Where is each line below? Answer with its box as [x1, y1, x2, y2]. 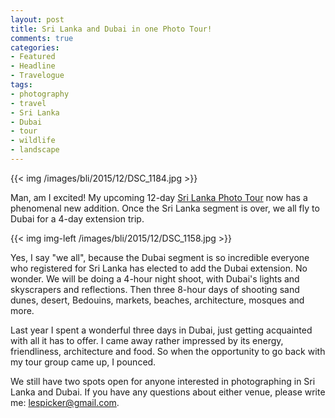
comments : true [10, 33, 74, 43]
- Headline [10, 61, 56, 71]
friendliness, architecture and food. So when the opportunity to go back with [10, 345, 326, 357]
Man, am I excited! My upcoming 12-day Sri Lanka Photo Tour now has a [10, 191, 308, 203]
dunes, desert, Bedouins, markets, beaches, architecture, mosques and [10, 294, 305, 306]
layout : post [10, 14, 65, 25]
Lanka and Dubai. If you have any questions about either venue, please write [10, 386, 326, 398]
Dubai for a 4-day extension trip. [10, 212, 145, 225]
